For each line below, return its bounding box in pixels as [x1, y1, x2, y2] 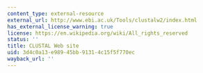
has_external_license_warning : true [7, 23, 113, 30]
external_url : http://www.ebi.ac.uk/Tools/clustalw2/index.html [7, 17, 197, 24]
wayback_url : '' [7, 56, 54, 63]
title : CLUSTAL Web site [7, 42, 79, 49]
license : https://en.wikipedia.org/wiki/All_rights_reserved [7, 29, 188, 37]
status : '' [7, 36, 39, 43]
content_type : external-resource [7, 10, 104, 17]
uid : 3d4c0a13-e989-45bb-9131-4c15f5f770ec [7, 49, 136, 56]
